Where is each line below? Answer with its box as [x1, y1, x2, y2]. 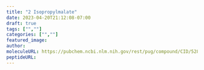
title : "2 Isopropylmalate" [6, 9, 78, 15]
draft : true [6, 20, 36, 26]
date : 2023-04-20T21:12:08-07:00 [6, 15, 91, 21]
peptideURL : [6, 54, 36, 60]
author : [6, 43, 26, 49]
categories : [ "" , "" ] [6, 32, 59, 38]
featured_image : [6, 37, 47, 43]
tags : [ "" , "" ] [6, 26, 42, 32]
